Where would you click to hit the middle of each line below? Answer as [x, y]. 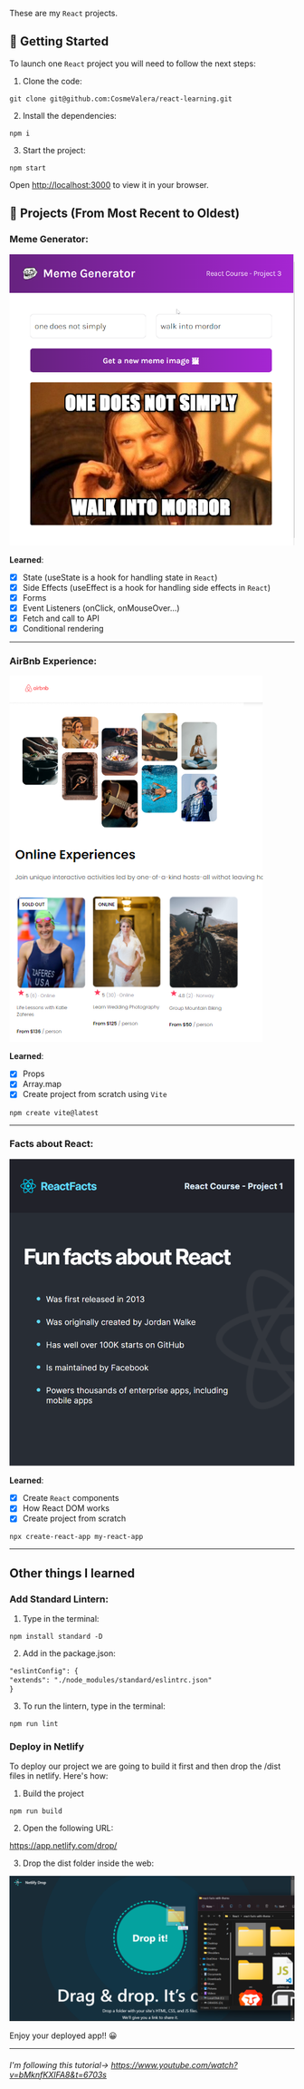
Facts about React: [52, 1144]
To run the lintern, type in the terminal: [94, 1706]
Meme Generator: [49, 240]
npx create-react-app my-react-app [76, 1537]
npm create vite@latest [54, 1113]
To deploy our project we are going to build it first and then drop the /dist [145, 1766]
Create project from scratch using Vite [95, 1094]
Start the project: [54, 150]
